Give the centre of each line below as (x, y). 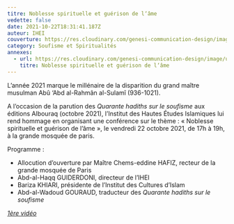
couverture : (24, 40)
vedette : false (29, 20)
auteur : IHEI (26, 33)
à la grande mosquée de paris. (51, 136)
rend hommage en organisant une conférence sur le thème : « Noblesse (110, 121)
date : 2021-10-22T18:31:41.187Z (54, 26)
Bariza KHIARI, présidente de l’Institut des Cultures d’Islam (101, 184)
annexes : (20, 53)
